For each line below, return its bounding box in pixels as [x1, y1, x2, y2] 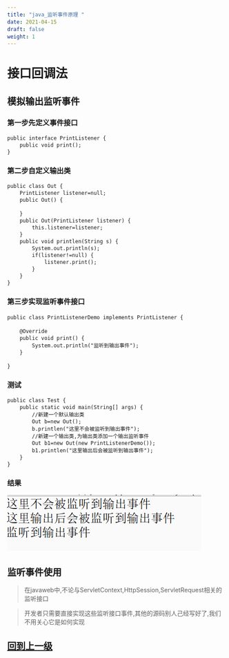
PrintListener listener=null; [19, 190, 107, 197]
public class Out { [7, 183, 63, 190]
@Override [19, 328, 48, 335]
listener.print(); [43, 259, 97, 266]
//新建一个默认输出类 [32, 411, 85, 418]
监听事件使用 [7, 566, 62, 578]
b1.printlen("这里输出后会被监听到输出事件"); [32, 447, 154, 454]
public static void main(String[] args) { [19, 404, 143, 411]
